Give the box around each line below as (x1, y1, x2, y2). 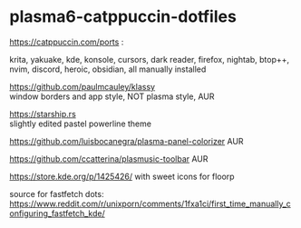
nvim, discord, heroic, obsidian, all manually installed (9, 64, 207, 74)
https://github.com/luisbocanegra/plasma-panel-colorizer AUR (9, 135, 244, 146)
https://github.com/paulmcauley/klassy (9, 81, 156, 92)
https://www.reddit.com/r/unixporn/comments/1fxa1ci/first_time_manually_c (9, 198, 292, 209)
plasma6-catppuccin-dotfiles (9, 6, 238, 27)
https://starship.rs (9, 108, 77, 119)
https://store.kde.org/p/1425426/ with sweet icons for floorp (9, 171, 235, 182)
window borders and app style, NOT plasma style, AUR (9, 91, 215, 102)
